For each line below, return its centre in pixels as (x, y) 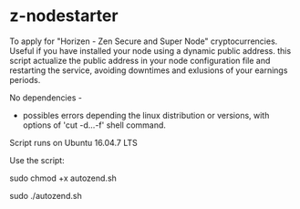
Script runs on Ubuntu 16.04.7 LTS (74, 142)
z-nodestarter (64, 16)
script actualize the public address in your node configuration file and (140, 60)
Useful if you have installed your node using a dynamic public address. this (150, 50)
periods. (25, 79)
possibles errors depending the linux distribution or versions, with (146, 115)
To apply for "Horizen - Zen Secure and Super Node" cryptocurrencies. (144, 41)
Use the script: (37, 160)
